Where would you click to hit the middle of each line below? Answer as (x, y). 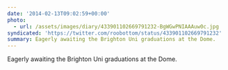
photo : (17, 20)
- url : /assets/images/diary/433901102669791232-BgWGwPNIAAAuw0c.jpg (116, 26)
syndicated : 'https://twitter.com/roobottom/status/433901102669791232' (115, 33)
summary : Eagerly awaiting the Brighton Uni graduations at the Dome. (112, 40)
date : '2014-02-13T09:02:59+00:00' (59, 14)
